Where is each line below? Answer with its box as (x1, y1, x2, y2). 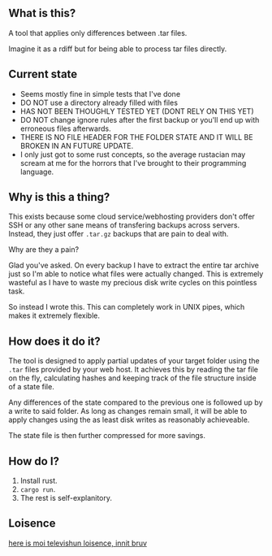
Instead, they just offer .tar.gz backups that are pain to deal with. (8, 229, 229, 239)
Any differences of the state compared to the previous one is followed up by (8, 397, 263, 407)
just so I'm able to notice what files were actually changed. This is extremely (8, 269, 264, 279)
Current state (8, 67, 78, 81)
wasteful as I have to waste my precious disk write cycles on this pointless (8, 278, 257, 288)
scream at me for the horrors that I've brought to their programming (19, 158, 247, 167)
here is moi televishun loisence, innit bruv (8, 538, 148, 548)
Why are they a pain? (8, 245, 80, 254)
